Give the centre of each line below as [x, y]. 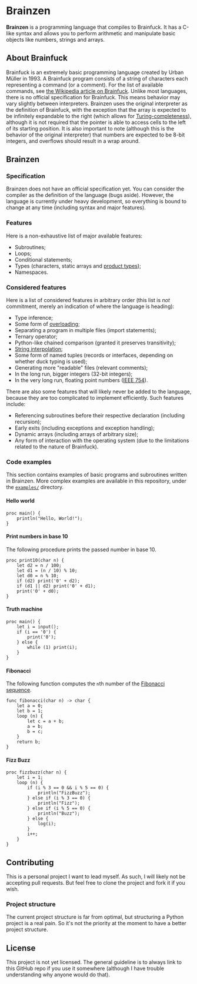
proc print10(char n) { [35, 560]
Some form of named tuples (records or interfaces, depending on [94, 355]
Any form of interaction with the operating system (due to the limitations [102, 441]
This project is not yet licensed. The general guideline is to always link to [94, 962]
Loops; [23, 253]
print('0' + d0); [38, 591]
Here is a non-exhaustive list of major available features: [74, 236]
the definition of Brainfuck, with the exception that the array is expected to [96, 109]
